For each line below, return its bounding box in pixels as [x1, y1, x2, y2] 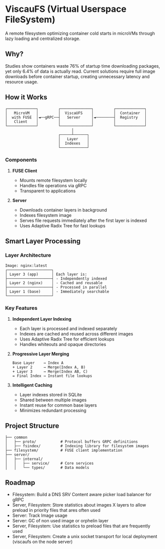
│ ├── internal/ [5, 456, 43, 462]
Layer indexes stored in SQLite [19, 391, 82, 397]
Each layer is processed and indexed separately [19, 325, 118, 332]
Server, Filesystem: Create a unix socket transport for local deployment [12, 534, 158, 540]
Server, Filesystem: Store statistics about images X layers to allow [12, 502, 146, 508]
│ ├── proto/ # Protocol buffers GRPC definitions [5, 439, 138, 444]
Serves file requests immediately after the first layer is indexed [19, 217, 147, 223]
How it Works [5, 93, 47, 102]
